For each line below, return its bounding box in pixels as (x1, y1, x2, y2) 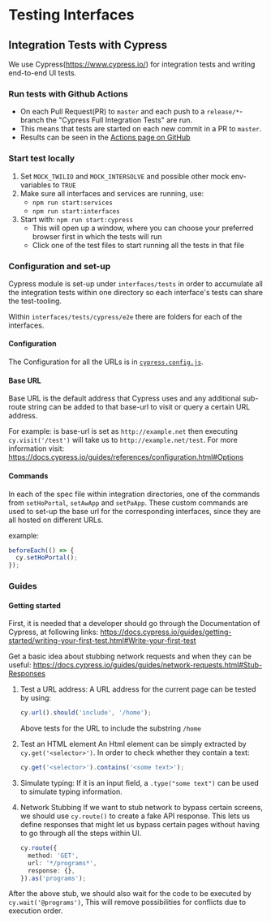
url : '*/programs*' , (28, 859, 97, 867)
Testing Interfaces (8, 6, 135, 24)
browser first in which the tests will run (32, 231, 162, 241)
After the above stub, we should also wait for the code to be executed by (8, 889, 252, 898)
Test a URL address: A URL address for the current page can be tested (19, 684, 257, 694)
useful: (8, 660, 32, 670)
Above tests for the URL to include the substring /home (19, 723, 201, 733)
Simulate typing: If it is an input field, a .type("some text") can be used (19, 778, 260, 787)
